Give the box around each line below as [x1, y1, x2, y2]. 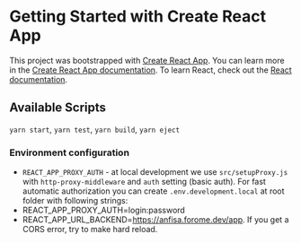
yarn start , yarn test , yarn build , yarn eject [9, 124, 181, 135]
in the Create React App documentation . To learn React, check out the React [9, 65, 292, 75]
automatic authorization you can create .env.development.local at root [22, 186, 285, 196]
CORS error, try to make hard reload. [22, 224, 158, 235]
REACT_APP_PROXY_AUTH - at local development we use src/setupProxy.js [22, 167, 288, 178]
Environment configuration [9, 146, 130, 159]
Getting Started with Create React [9, 6, 267, 27]
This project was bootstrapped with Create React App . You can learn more [9, 55, 285, 65]
